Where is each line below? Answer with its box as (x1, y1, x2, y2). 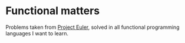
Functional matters (5, 4, 100, 18)
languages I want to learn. (5, 29, 69, 37)
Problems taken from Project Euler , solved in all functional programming (5, 24, 180, 31)
